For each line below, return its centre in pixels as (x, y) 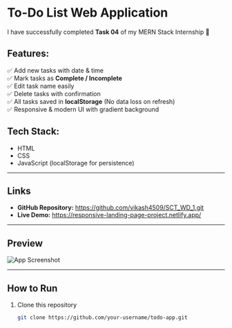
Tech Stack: (33, 132)
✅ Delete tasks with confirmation (54, 93)
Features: (28, 54)
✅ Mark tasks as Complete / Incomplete (65, 78)
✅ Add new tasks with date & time (55, 70)
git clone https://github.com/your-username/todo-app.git (102, 318)
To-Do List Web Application (88, 13)
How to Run (32, 288)
